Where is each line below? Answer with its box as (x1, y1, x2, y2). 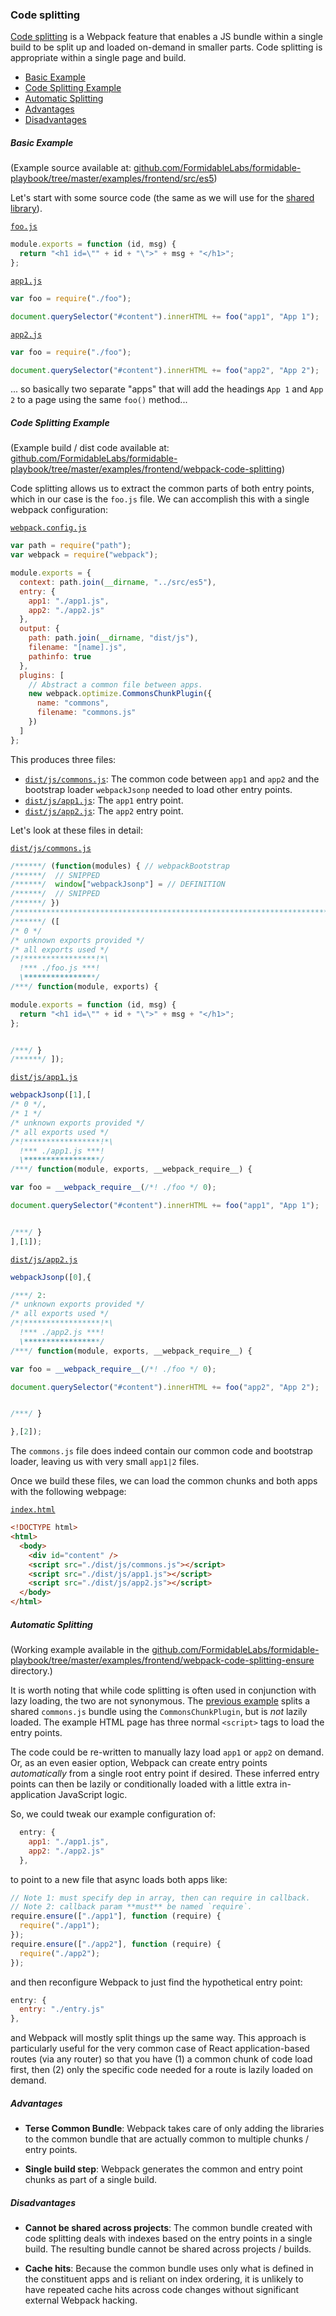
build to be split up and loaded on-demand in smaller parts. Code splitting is (10, 41, 323, 53)
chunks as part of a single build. (24, 2174, 158, 2186)
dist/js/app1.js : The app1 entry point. (24, 794, 184, 806)
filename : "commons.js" (36, 708, 137, 718)
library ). (10, 203, 43, 215)
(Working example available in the (10, 1644, 150, 1656)
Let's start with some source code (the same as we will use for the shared (10, 192, 315, 204)
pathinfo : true (28, 651, 92, 662)
